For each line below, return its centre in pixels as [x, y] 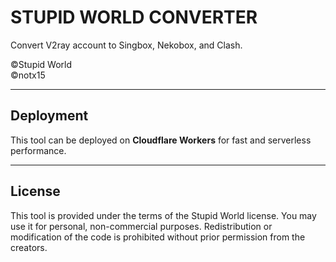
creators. [29, 247]
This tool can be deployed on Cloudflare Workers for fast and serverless [161, 140]
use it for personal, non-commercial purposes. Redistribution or [141, 226]
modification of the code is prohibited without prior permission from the [158, 237]
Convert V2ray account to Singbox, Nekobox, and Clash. [126, 45]
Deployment [49, 116]
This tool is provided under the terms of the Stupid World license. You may [163, 215]
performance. [38, 150]
